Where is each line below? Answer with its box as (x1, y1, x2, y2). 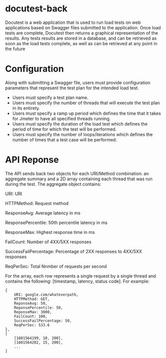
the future (5, 46, 26, 52)
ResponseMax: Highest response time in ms (5, 229, 95, 235)
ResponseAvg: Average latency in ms (5, 210, 81, 216)
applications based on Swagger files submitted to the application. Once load (5, 24, 161, 30)
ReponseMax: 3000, (14, 309, 52, 314)
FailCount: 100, (14, 314, 48, 319)
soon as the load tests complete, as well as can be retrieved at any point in (5, 40, 158, 46)
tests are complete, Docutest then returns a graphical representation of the (5, 30, 159, 36)
